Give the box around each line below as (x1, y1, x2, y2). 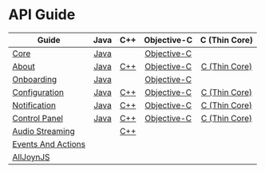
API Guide (8, 6, 76, 24)
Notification (12, 100, 56, 111)
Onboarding (12, 73, 57, 85)
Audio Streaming (12, 125, 75, 136)
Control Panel (12, 112, 64, 124)
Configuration (12, 86, 64, 97)
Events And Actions (12, 138, 86, 149)
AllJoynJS (12, 151, 50, 163)
